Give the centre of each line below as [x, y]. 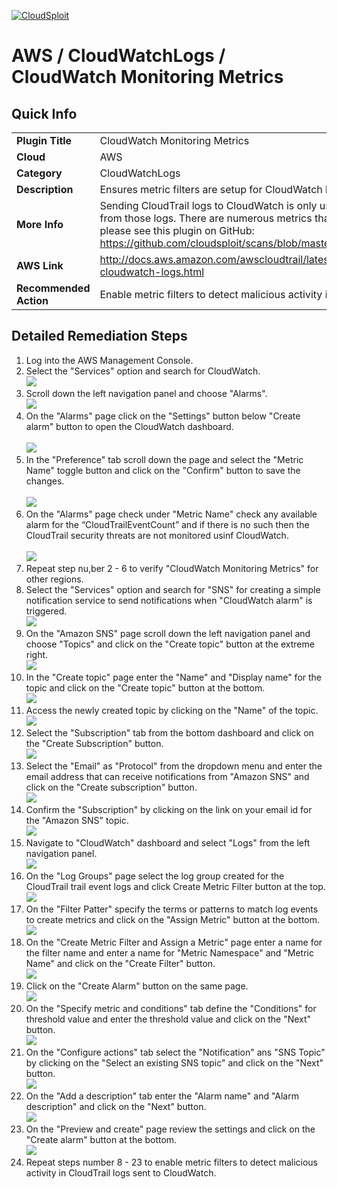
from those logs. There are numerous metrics [206, 218]
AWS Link [40, 265]
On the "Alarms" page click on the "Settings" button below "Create [163, 416]
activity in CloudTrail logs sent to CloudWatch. [121, 1172]
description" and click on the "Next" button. [116, 1106]
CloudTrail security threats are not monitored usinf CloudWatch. [157, 535]
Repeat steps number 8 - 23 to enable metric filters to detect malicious [171, 1162]
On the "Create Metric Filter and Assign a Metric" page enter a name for [174, 942]
